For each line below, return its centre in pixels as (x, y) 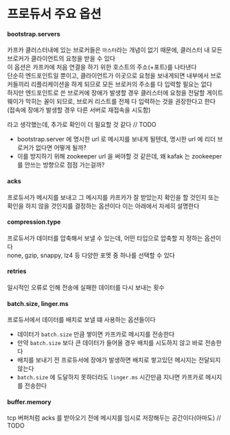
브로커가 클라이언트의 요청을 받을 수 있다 (61, 58)
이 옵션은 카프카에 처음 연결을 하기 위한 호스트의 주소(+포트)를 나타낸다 (102, 67)
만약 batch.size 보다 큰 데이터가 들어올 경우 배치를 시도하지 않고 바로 (110, 343)
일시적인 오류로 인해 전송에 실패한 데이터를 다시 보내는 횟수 (86, 287)
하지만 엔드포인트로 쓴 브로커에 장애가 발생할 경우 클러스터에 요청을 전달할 (106, 93)
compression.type (34, 222)
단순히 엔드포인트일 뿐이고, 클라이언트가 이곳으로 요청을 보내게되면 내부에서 (108, 75)
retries (17, 271)
